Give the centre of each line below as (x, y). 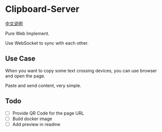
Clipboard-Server (42, 9)
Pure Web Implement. (27, 33)
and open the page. (25, 76)
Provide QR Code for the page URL (48, 113)
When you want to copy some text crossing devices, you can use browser (81, 70)
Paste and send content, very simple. (43, 85)
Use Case (20, 59)
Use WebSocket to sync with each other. (47, 43)
